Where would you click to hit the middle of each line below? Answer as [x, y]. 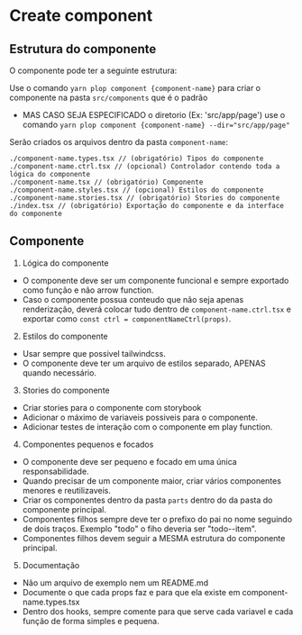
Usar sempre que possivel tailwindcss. [94, 353]
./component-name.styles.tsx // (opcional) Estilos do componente [137, 190]
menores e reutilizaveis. [66, 490]
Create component [81, 16]
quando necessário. [59, 372]
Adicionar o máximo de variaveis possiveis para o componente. [140, 417]
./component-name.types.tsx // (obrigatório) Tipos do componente [137, 159]
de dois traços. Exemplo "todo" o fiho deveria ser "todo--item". [139, 529]
